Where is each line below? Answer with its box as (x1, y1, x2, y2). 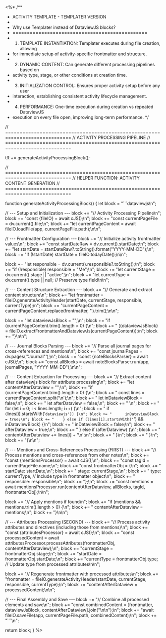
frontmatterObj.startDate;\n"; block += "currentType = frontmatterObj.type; (5, 556, 159, 562)
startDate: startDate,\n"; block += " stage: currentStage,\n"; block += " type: (5, 468, 162, 474)
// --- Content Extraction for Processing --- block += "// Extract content (5, 374, 151, 380)
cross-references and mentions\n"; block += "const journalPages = (5, 348, 143, 354)
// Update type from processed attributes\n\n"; (5, 561, 101, 567)
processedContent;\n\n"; (5, 587, 56, 593)
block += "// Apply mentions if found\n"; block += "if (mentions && (5, 499, 141, 505)
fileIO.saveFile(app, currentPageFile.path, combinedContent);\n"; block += (5, 612, 157, 618)
